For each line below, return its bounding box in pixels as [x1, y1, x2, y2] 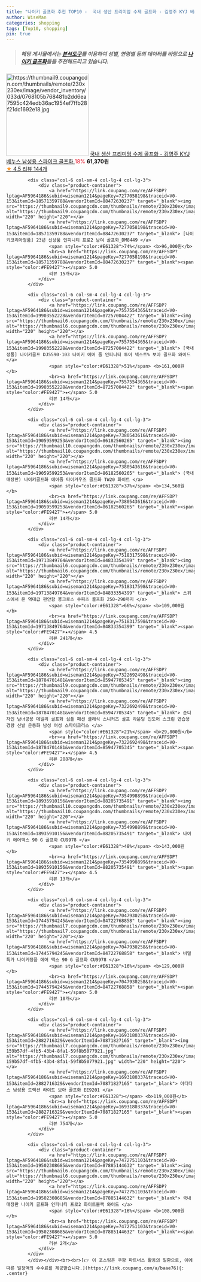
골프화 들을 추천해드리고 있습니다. [32, 57, 109, 65]
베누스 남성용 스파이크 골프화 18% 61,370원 [6, 158, 109, 165]
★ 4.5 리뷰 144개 [6, 165, 48, 172]
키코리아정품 [6, 237, 31, 243]
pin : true [6, 31, 31, 37]
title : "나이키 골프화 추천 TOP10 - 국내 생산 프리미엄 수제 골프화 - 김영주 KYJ [6, 8, 188, 15]
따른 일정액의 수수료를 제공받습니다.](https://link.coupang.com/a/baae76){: [6, 1265, 184, 1271]
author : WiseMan [6, 14, 47, 20]
